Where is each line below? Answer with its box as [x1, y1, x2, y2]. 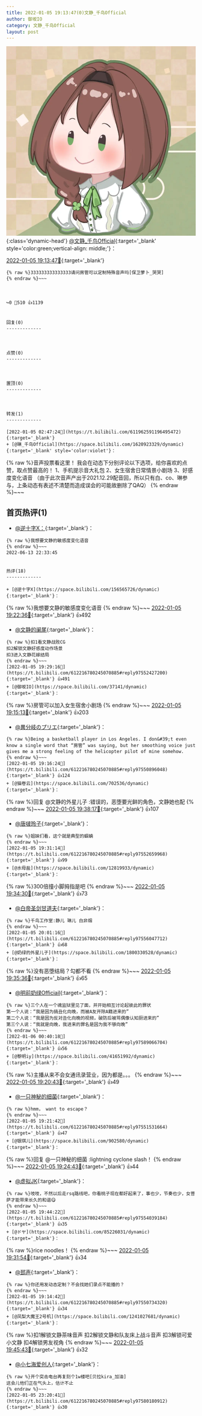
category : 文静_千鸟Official [6, 22, 76, 28]
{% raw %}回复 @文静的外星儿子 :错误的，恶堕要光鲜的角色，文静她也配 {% [6, 798, 194, 805]
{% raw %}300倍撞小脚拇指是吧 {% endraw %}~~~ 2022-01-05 [6, 883, 165, 890]
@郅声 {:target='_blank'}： [14, 1269, 80, 1276]
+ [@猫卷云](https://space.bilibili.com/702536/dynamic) [6, 781, 149, 787]
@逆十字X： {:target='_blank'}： [14, 525, 94, 532]
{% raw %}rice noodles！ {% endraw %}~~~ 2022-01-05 [6, 1247, 149, 1254]
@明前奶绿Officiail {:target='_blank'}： [14, 990, 109, 997]
